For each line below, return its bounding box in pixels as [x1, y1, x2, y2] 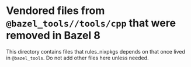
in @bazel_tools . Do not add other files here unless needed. [6, 54, 149, 61]
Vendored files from [6, 4, 105, 17]
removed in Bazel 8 [6, 29, 100, 42]
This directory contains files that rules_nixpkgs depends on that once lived [6, 48, 186, 55]
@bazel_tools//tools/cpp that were [6, 16, 176, 30]
